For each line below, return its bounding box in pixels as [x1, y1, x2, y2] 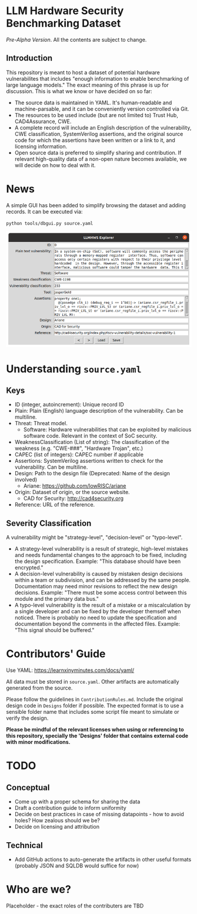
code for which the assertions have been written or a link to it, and [14, 137, 175, 144]
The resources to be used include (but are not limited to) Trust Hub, [14, 111, 178, 118]
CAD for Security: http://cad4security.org [23, 495, 124, 502]
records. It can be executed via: [6, 208, 83, 215]
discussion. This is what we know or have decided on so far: [6, 87, 153, 95]
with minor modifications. [6, 739, 71, 746]
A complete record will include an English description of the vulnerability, [14, 124, 192, 131]
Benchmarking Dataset [6, 16, 121, 30]
